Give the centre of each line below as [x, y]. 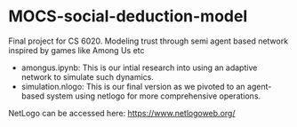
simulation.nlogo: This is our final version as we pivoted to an [133, 86]
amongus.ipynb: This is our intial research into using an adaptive [139, 67]
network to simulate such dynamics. [88, 76]
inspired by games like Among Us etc [76, 50]
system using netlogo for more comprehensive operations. [154, 96]
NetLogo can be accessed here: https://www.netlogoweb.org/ [122, 113]
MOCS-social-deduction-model [128, 16]
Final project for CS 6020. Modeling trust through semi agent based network [148, 41]
